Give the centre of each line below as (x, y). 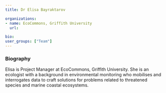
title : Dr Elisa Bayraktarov (35, 10)
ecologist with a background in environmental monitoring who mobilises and (83, 75)
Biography (18, 58)
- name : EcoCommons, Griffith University (49, 23)
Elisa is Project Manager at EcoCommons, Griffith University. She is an (77, 69)
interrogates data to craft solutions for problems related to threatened (76, 80)
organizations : (21, 19)
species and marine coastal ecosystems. (47, 85)
